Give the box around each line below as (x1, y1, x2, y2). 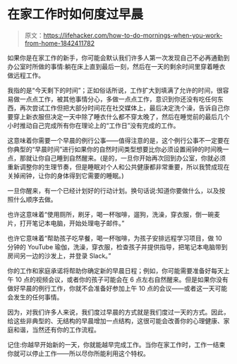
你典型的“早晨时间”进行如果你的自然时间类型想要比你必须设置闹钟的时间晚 (7, 145, 224, 153)
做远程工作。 (7, 71, 44, 80)
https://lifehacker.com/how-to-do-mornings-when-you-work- (43, 31, 223, 39)
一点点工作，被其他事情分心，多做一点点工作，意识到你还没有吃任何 (19, 94, 217, 103)
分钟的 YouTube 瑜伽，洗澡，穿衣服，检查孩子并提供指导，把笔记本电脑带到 (7, 242, 228, 251)
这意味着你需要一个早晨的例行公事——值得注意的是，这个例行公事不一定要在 (7, 136, 230, 144)
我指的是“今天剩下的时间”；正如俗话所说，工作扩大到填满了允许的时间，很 (7, 86, 224, 94)
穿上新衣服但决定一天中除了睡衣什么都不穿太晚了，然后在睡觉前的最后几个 (13, 112, 230, 120)
